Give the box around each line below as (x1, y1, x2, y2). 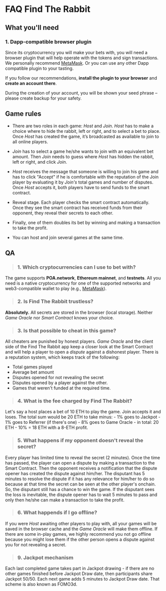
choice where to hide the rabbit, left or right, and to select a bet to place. (12, 128, 161, 134)
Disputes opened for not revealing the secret (12, 374, 104, 380)
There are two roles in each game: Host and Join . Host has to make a (12, 123, 154, 129)
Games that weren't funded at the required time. (12, 385, 111, 391)
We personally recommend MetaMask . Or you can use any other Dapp (5, 60, 149, 66)
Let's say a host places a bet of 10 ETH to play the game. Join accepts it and (5, 409, 161, 415)
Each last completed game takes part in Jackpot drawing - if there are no (5, 566, 155, 572)
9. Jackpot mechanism (17, 554, 73, 561)
